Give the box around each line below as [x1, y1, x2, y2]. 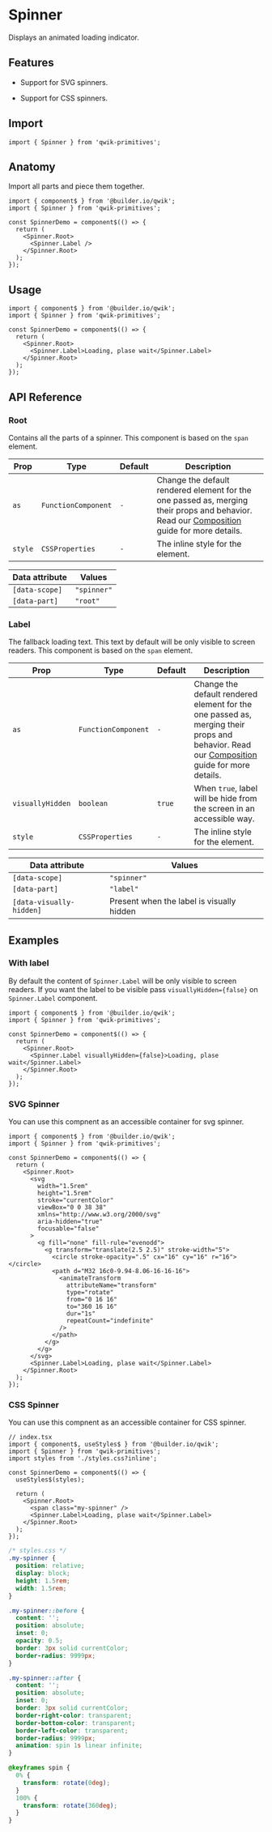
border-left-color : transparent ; [15, 1727, 129, 1735]
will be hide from [193, 793, 257, 804]
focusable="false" [37, 1225, 100, 1233]
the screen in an [193, 803, 255, 815]
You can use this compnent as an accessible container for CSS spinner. [8, 1417, 247, 1427]
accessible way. [193, 813, 255, 824]
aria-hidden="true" [37, 1217, 104, 1226]
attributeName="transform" [66, 1281, 158, 1289]
